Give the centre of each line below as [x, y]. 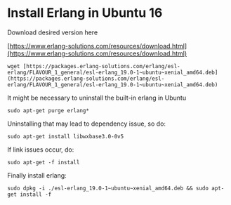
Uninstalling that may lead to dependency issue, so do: [87, 124]
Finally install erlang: [37, 175]
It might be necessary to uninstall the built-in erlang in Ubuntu [97, 98]
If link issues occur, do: [41, 150]
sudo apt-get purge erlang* [48, 110]
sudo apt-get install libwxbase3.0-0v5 [66, 136]
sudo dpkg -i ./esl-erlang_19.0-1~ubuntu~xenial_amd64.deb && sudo [108, 188]
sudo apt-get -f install [44, 162]
